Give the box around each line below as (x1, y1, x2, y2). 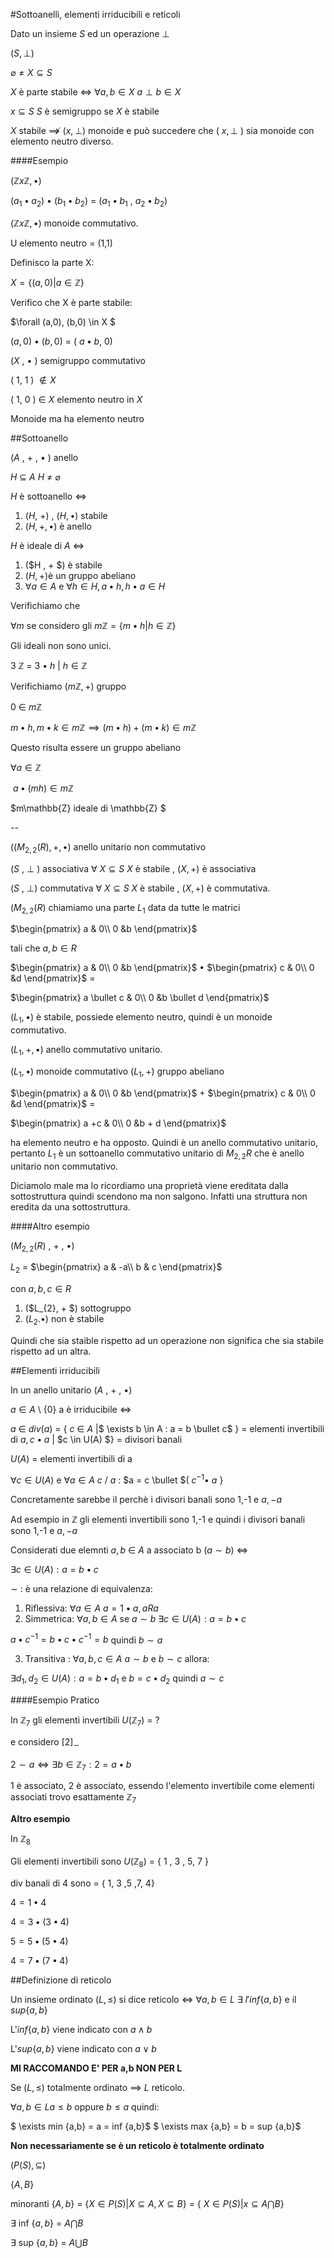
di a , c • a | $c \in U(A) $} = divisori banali (10, 1433, 183, 1445)
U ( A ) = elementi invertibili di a (10, 1452, 133, 1464)
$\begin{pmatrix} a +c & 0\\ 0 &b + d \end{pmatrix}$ (10, 1117, 227, 1129)
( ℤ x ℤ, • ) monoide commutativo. (10, 217, 139, 229)
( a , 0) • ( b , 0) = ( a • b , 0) (10, 335, 113, 347)
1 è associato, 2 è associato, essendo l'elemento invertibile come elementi (10, 1780, 315, 1792)
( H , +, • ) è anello (24, 520, 92, 532)
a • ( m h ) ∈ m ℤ (12, 782, 74, 794)
